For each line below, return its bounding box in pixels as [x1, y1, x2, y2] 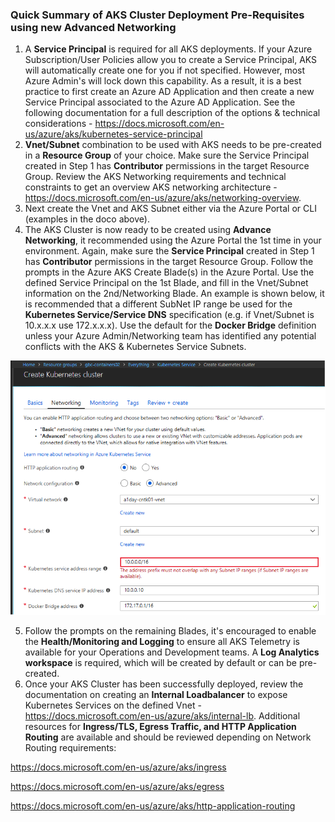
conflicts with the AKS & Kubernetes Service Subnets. [24, 341, 247, 353]
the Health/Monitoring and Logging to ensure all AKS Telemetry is [24, 635, 300, 647]
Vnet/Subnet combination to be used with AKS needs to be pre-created [24, 139, 322, 151]
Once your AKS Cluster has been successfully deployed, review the [24, 678, 304, 690]
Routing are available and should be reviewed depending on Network [24, 731, 312, 743]
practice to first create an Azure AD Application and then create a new [24, 86, 315, 98]
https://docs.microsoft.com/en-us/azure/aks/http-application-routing [10, 799, 296, 812]
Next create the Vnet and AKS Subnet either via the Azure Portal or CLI [24, 203, 317, 215]
